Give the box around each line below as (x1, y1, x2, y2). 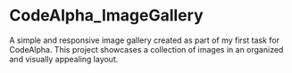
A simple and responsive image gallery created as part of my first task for (9, 35, 279, 45)
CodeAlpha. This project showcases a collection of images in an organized (9, 44, 284, 54)
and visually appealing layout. (9, 53, 119, 64)
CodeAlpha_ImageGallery (9, 5, 204, 26)
